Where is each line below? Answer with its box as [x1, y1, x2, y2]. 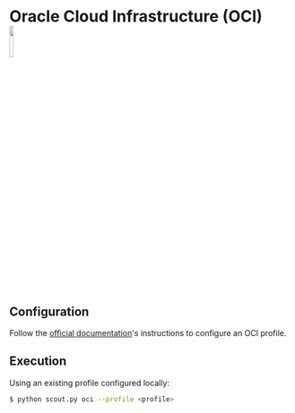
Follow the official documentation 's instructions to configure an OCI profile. [9, 328, 287, 338]
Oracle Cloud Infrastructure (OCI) [9, 6, 263, 27]
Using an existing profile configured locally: [9, 377, 170, 388]
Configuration [9, 304, 90, 319]
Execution [9, 354, 67, 369]
